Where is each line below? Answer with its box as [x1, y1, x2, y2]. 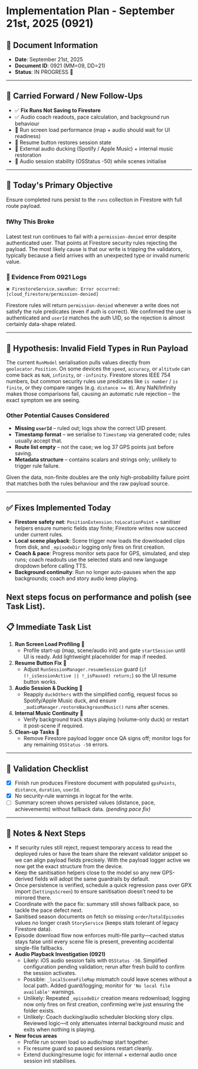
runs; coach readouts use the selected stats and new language [14, 556, 168, 563]
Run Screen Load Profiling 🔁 [14, 641, 85, 648]
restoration [14, 151, 41, 158]
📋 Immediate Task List [6, 622, 91, 632]
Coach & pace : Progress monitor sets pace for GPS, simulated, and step [14, 550, 190, 557]
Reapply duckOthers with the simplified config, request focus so [23, 691, 178, 698]
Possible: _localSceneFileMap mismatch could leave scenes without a [23, 976, 192, 983]
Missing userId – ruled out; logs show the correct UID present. [14, 425, 167, 432]
